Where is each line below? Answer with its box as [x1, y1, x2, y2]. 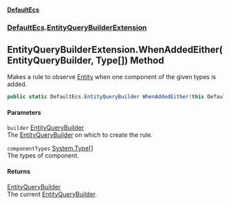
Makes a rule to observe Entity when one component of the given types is [7, 73, 217, 81]
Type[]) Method [96, 54, 164, 66]
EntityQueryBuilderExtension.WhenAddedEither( [7, 43, 223, 55]
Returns [7, 167, 31, 175]
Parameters [7, 108, 41, 116]
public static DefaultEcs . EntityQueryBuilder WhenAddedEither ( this [7, 94, 205, 100]
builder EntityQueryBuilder [7, 124, 85, 132]
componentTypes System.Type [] [7, 144, 93, 153]
